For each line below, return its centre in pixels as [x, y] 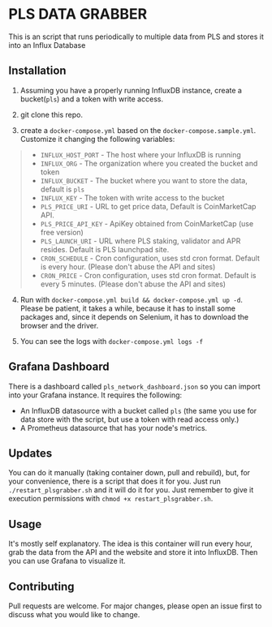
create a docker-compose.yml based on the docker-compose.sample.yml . [138, 130]
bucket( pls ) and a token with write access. [92, 99]
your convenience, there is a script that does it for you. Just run [115, 481]
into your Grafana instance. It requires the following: [95, 395]
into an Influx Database [47, 45]
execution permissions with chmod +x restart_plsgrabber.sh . [111, 499]
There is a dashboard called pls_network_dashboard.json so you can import [135, 386]
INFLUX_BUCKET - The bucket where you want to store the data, [144, 180]
